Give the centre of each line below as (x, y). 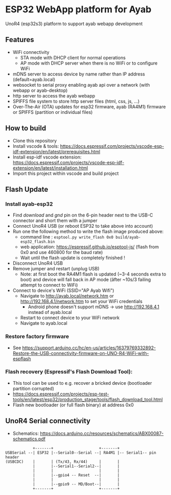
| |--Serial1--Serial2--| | (76, 466)
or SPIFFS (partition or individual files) (53, 112)
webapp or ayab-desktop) (40, 90)
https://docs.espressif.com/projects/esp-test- (61, 394)
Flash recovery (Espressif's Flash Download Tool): (69, 372)
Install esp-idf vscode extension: (47, 157)
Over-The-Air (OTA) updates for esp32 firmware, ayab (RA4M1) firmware (89, 107)
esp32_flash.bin (38, 242)
